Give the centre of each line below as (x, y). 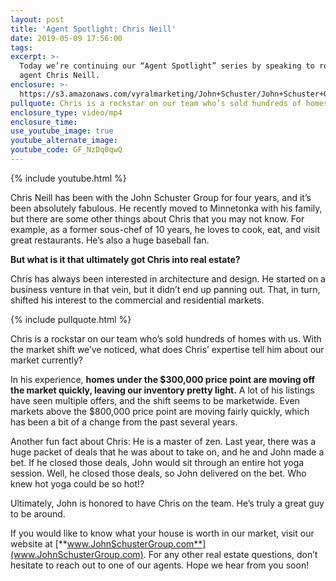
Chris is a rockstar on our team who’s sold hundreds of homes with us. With (166, 338)
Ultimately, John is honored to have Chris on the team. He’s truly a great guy (167, 503)
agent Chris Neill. (60, 76)
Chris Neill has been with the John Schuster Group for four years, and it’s (161, 197)
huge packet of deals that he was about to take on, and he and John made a (167, 452)
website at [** (39, 543)
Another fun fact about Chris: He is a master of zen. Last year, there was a (163, 441)
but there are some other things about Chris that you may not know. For (157, 218)
